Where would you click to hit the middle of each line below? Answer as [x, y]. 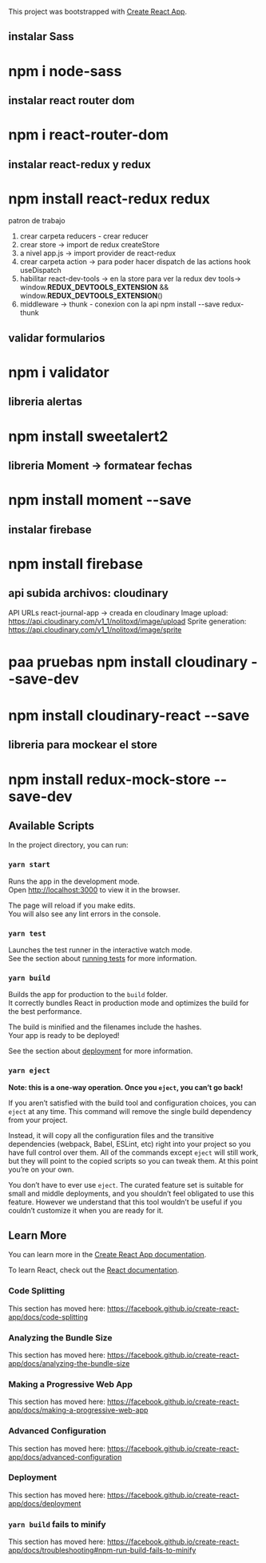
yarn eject [29, 1071]
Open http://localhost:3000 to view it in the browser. [94, 890]
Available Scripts [51, 826]
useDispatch [40, 271]
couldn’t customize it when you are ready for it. [86, 1210]
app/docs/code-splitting [48, 1317]
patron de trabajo [37, 221]
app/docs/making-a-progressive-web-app [78, 1410]
